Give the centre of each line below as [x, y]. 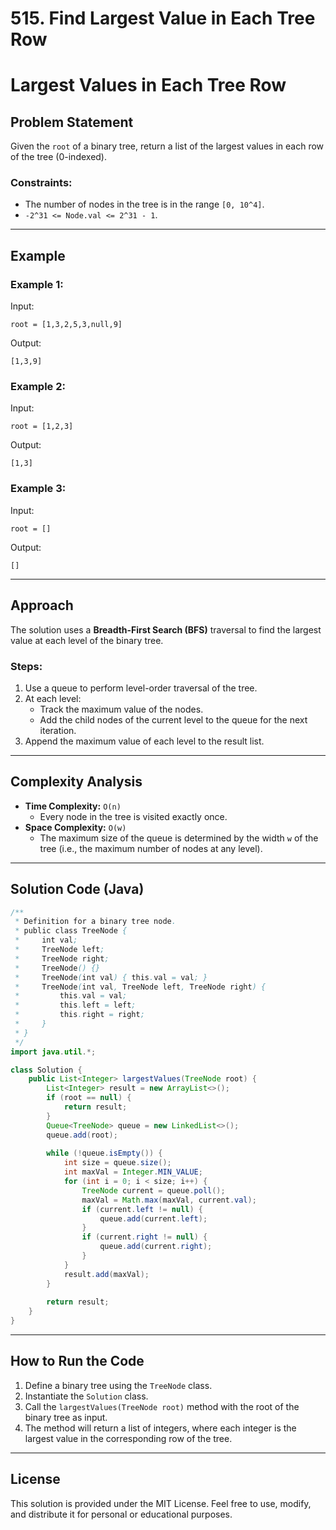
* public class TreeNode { [71, 931]
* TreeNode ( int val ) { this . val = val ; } [111, 977]
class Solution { [46, 1070]
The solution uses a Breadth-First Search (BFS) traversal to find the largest [166, 629]
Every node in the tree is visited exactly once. [133, 816]
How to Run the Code [77, 1361]
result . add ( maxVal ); [106, 1274]
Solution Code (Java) [77, 889]
